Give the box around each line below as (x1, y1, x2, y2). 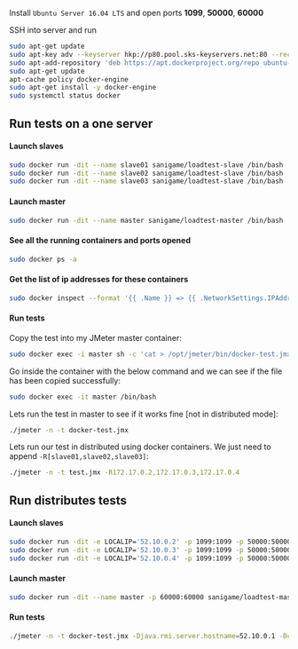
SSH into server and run (9, 25, 98, 35)
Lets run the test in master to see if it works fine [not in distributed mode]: (9, 408, 278, 419)
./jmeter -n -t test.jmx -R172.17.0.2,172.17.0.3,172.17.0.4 (9, 468, 240, 478)
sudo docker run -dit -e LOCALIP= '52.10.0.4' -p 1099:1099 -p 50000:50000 (9, 554, 292, 563)
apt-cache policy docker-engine (9, 75, 129, 83)
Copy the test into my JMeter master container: (9, 332, 182, 343)
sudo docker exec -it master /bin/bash (9, 392, 157, 401)
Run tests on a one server (9, 115, 153, 131)
